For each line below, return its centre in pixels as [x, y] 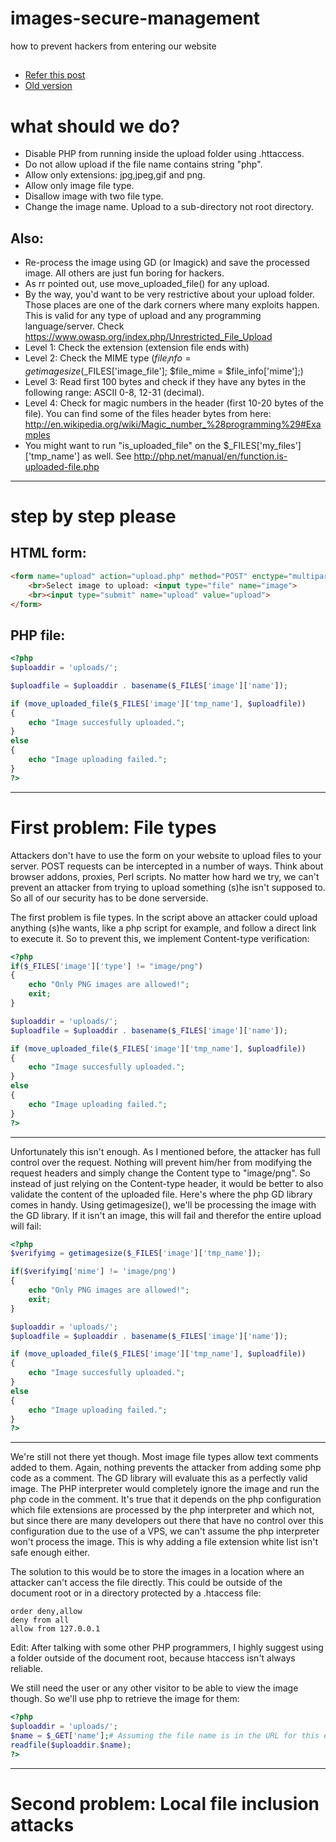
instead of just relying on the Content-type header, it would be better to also [167, 1183]
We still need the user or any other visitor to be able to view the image [154, 1688]
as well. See [106, 456]
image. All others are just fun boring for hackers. [124, 273]
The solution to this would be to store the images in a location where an [157, 1572]
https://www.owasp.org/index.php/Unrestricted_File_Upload [148, 337]
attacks [42, 1824]
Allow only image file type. [79, 186]
